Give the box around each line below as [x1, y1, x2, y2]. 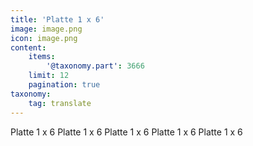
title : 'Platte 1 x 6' [10, 14, 105, 25]
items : [28, 52, 56, 62]
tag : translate [28, 98, 92, 108]
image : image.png [10, 24, 83, 34]
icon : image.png [10, 33, 78, 43]
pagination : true [28, 80, 101, 90]
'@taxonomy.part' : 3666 [46, 61, 145, 71]
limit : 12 [28, 71, 70, 81]
